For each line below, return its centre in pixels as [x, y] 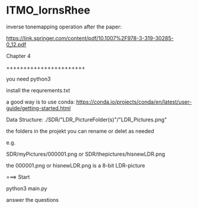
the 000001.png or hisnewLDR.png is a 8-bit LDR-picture [76, 165]
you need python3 [28, 79]
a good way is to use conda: [41, 102]
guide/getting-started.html [39, 108]
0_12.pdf [16, 44]
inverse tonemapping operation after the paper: [64, 27]
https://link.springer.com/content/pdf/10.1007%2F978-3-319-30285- [90, 38]
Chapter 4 [18, 56]
